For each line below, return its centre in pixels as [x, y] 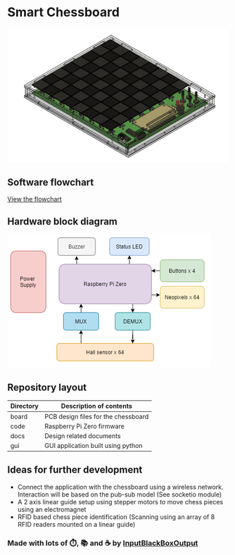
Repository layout [47, 387]
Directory [24, 406]
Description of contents [96, 406]
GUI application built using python [94, 446]
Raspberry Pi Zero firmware [84, 426]
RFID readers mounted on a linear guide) [76, 524]
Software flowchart [51, 182]
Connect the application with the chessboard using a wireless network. [120, 487]
